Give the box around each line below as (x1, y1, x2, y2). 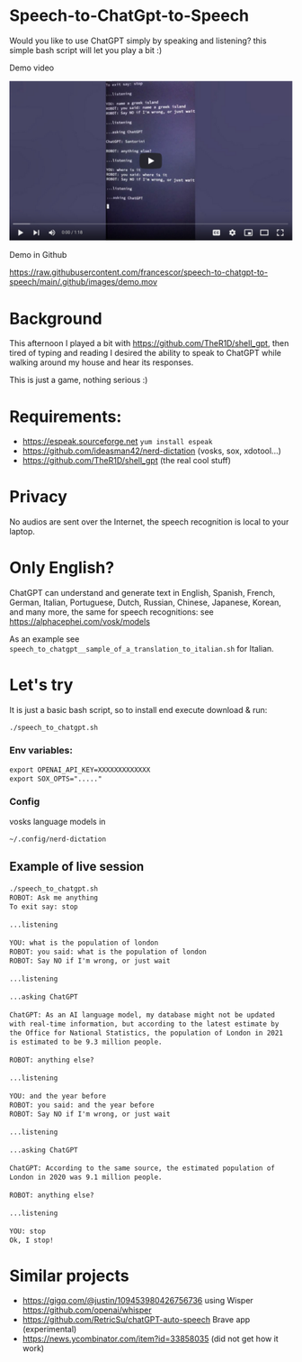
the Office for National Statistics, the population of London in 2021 (9, 1028, 283, 1037)
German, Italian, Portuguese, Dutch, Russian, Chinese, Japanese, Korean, (9, 597, 281, 608)
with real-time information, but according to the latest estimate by (9, 1019, 280, 1028)
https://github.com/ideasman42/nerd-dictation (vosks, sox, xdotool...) (22, 445, 281, 456)
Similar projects (9, 1266, 129, 1285)
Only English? (9, 558, 115, 578)
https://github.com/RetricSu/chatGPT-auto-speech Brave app (22, 1314, 251, 1325)
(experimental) (22, 1324, 77, 1335)
